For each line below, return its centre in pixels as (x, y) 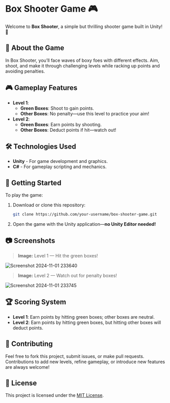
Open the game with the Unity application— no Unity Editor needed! (84, 224)
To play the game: (24, 195)
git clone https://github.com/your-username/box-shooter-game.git (85, 215)
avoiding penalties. (25, 71)
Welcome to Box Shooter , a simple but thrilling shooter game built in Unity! (84, 26)
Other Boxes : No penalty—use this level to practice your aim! (85, 113)
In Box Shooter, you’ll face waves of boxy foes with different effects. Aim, (82, 60)
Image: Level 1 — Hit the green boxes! (58, 255)
